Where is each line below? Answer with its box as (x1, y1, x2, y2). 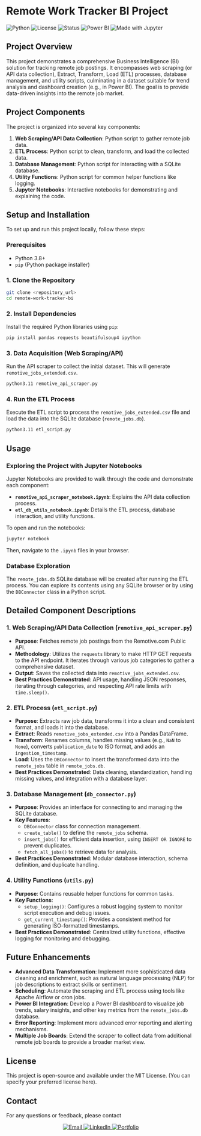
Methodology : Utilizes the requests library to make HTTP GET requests (14, 650, 192, 657)
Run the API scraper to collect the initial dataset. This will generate (6, 363, 170, 370)
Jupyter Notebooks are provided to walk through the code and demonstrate (6, 475, 194, 482)
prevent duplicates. (23, 842, 72, 849)
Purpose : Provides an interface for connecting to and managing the (14, 804, 182, 811)
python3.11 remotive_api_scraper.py (6, 381, 98, 387)
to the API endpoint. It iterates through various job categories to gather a (14, 657, 194, 664)
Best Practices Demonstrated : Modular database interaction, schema (14, 855, 188, 862)
